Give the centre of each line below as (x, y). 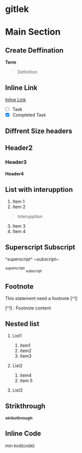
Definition (27, 72)
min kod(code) (20, 446)
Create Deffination (34, 50)
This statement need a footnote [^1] (41, 299)
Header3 (16, 162)
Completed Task (29, 115)
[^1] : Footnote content (28, 308)
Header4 (14, 174)
